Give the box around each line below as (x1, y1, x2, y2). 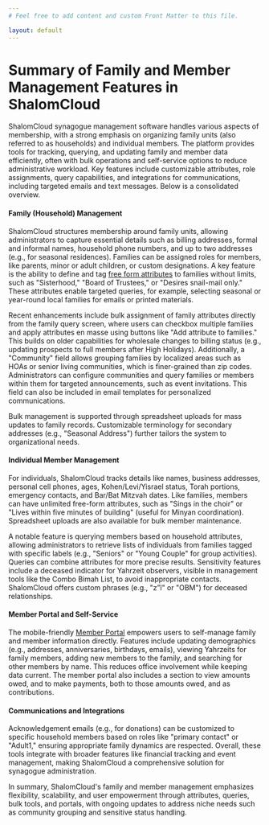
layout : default (8, 26, 63, 35)
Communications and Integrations (8, 705, 125, 716)
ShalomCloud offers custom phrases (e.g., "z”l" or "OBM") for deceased (8, 582, 247, 592)
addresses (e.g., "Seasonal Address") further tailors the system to (8, 428, 227, 438)
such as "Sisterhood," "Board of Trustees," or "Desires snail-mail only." (8, 277, 243, 287)
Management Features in (8, 78, 179, 96)
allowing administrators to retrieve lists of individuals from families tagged (8, 540, 253, 549)
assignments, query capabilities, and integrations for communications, (8, 173, 241, 183)
